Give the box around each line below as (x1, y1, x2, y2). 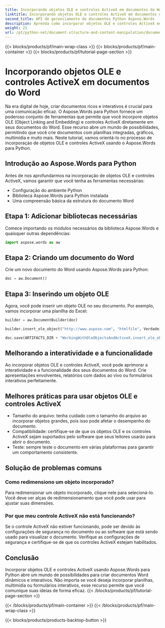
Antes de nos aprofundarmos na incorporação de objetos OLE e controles (5, 172, 155, 178)
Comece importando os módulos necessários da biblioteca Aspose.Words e (5, 225, 159, 231)
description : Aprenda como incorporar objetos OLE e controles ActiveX (5, 21, 155, 26)
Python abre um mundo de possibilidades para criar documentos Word (5, 572, 148, 578)
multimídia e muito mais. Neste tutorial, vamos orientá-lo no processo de (5, 134, 152, 140)
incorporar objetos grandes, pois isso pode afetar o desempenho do (12, 418, 151, 424)
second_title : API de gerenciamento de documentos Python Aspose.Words (5, 16, 155, 21)
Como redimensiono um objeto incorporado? (5, 478, 114, 485)
